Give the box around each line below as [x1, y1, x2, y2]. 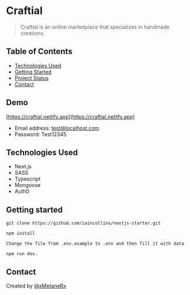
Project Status [14, 74, 49, 81]
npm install [6, 231, 35, 237]
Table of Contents [6, 47, 73, 57]
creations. [20, 29, 45, 36]
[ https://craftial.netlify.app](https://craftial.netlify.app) [6, 113, 135, 120]
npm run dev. [6, 251, 38, 257]
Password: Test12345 [14, 130, 67, 138]
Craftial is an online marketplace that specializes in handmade [20, 23, 170, 30]
